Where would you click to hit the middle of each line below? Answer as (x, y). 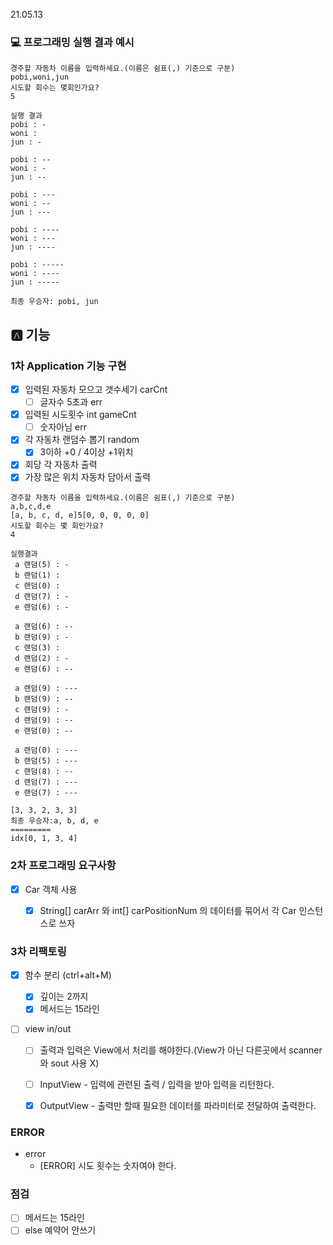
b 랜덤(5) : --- (46, 761)
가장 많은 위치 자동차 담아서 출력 (87, 477)
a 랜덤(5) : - (42, 565)
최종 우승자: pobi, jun (54, 302)
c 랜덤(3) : (37, 648)
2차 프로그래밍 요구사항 (63, 866)
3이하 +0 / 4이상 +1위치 (86, 452)
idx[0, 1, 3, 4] (44, 839)
